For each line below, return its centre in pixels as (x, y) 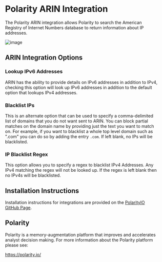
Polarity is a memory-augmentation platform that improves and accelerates (81, 235)
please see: (17, 245)
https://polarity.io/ (23, 254)
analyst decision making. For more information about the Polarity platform (79, 240)
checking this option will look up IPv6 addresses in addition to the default (79, 87)
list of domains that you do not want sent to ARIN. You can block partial (77, 121)
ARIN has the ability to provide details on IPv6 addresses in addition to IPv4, (81, 82)
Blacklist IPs (20, 105)
